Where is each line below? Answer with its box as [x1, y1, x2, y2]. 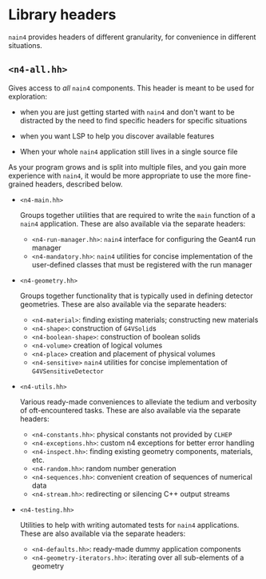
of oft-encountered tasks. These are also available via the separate [19, 405, 241, 415]
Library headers [8, 6, 117, 24]
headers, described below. [35, 179, 123, 189]
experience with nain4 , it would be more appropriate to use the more [8, 171, 234, 180]
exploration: [8, 91, 48, 101]
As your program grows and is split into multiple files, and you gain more [8, 162, 247, 171]
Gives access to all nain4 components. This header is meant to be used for [8, 82, 255, 93]
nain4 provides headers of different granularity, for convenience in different [8, 32, 256, 42]
